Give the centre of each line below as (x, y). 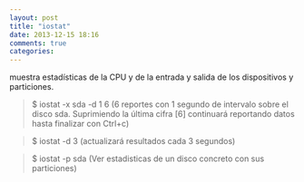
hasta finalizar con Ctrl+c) (80, 124)
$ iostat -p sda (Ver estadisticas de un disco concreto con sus (148, 158)
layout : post (34, 18)
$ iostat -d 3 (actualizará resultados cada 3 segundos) (133, 141)
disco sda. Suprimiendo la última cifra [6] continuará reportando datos (163, 114)
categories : (32, 52)
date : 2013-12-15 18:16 (54, 34)
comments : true (38, 43)
